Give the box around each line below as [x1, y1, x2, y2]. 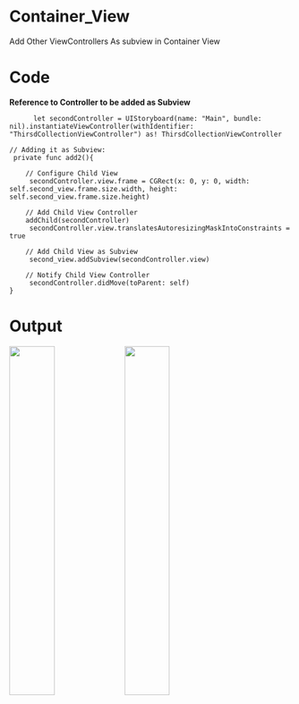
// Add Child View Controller [25, 208, 139, 216]
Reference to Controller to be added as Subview [9, 97, 191, 107]
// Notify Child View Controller [25, 270, 150, 279]
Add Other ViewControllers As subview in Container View [9, 36, 221, 47]
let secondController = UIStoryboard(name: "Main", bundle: [32, 114, 262, 123]
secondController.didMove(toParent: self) [29, 278, 191, 287]
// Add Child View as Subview [25, 247, 139, 256]
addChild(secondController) [25, 216, 130, 225]
